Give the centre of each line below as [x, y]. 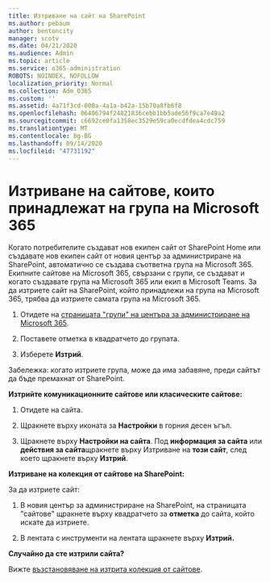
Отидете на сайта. [51, 410]
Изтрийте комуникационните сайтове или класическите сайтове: [125, 394]
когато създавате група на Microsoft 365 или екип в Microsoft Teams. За [133, 282]
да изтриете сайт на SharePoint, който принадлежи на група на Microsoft [134, 291]
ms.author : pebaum [39, 23]
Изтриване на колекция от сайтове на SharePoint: [97, 474]
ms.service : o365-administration [64, 69]
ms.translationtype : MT [48, 128]
